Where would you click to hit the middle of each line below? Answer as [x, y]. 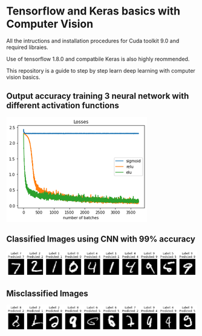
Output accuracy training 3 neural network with [98, 96]
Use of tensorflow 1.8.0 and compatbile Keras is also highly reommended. [98, 59]
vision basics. [23, 77]
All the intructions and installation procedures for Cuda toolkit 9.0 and [93, 41]
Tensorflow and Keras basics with [93, 11]
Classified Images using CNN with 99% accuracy [101, 239]
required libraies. [27, 47]
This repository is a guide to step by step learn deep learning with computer [101, 70]
